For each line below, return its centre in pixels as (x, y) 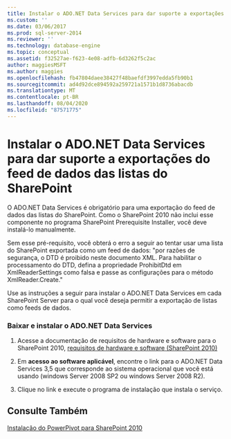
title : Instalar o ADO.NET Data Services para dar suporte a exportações (116, 13)
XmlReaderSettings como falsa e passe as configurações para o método (110, 272)
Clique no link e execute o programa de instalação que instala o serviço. (120, 389)
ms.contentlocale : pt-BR (43, 97)
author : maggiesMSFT (37, 65)
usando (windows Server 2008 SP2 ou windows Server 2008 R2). (111, 376)
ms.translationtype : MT (41, 91)
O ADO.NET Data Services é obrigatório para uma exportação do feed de (111, 207)
